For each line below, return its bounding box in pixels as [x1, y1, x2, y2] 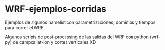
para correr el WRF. [5, 24, 45, 30]
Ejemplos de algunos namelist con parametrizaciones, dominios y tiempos [5, 19, 156, 25]
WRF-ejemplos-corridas [5, 3, 107, 15]
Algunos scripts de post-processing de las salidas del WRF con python [5, 34, 149, 40]
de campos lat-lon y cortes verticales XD [13, 39, 96, 45]
